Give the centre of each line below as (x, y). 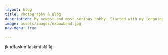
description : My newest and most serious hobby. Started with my (74, 19)
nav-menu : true (21, 28)
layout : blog (19, 10)
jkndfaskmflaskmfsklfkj (29, 47)
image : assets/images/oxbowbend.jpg (43, 24)
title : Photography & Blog (33, 14)
